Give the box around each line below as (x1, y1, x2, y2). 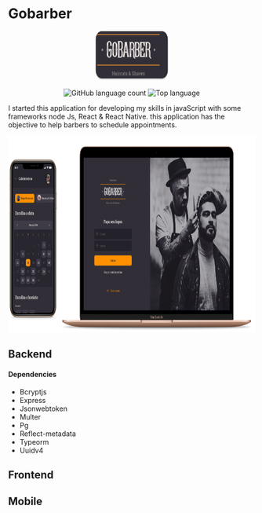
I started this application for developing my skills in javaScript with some (8, 103, 242, 112)
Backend (8, 347, 53, 361)
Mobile (8, 495, 43, 508)
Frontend (8, 468, 54, 482)
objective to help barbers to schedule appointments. (8, 119, 177, 130)
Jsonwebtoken (19, 404, 68, 413)
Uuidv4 (19, 445, 44, 455)
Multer (19, 412, 42, 421)
